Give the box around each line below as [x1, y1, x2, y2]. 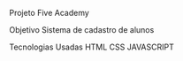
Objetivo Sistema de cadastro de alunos [9, 25, 155, 34]
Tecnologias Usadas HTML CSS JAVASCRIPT [9, 42, 174, 52]
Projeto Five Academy [9, 8, 90, 18]
